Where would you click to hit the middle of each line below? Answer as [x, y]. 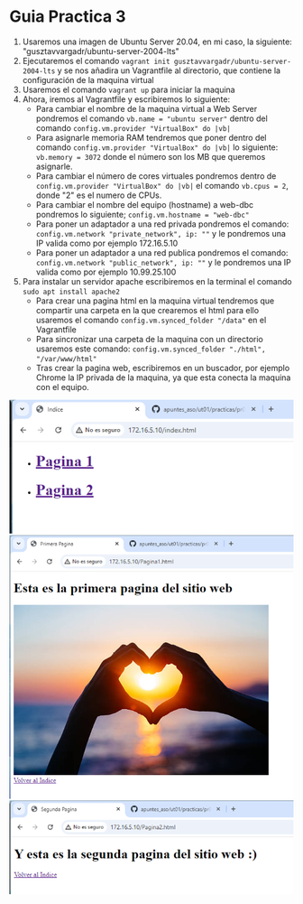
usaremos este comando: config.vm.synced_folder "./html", [151, 349]
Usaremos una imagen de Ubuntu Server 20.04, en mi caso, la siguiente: [157, 42]
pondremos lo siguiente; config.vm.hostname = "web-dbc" [142, 214]
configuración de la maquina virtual [88, 79]
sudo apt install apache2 [71, 292]
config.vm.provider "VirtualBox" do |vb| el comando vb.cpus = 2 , [162, 185]
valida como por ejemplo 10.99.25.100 [106, 272]
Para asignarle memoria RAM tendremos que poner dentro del [151, 137]
